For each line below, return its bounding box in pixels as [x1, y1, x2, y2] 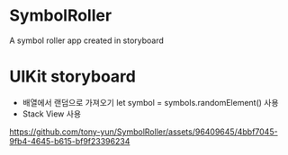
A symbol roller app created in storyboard [9, 35, 165, 46]
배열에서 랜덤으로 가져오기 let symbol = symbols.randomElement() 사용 [22, 97, 279, 108]
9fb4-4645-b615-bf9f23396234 [9, 135, 130, 146]
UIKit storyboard [9, 66, 137, 87]
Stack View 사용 [22, 108, 82, 119]
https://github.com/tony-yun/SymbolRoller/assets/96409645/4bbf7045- [9, 126, 278, 137]
